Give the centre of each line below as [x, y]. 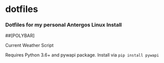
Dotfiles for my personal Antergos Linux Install [64, 25]
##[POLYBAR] [20, 35]
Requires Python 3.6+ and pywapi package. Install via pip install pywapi [82, 55]
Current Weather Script [30, 45]
